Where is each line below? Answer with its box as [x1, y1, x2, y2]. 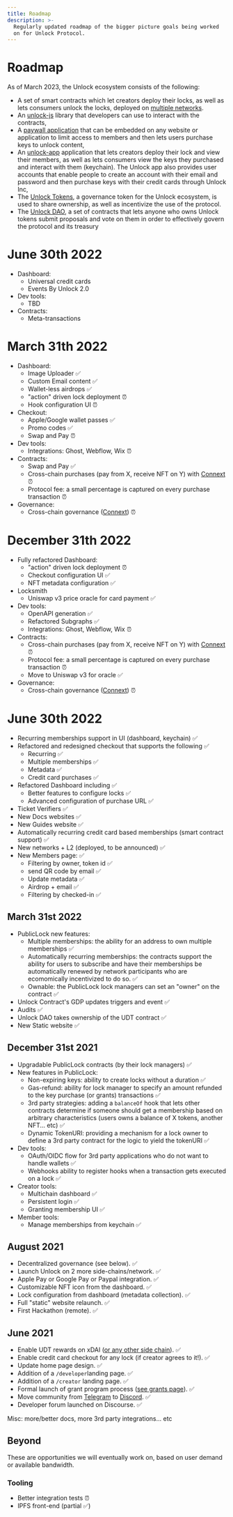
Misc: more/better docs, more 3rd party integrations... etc [7, 1414, 172, 1423]
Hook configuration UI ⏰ [27, 400, 98, 409]
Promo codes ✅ [27, 423, 73, 432]
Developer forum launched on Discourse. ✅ [17, 1401, 143, 1409]
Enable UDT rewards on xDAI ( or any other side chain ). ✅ [17, 1345, 182, 1354]
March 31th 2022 [7, 339, 108, 354]
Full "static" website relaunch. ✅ [17, 1299, 110, 1307]
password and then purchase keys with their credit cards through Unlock [17, 178, 227, 186]
